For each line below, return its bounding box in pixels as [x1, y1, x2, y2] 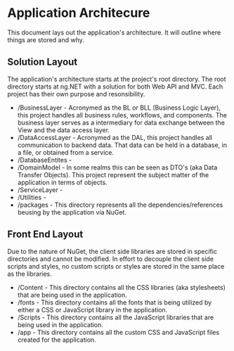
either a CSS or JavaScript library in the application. [17, 305, 168, 314]
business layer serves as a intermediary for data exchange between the [17, 118, 225, 127]
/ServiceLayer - [17, 185, 63, 194]
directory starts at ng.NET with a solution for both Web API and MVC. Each [7, 82, 223, 91]
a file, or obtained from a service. [17, 148, 115, 156]
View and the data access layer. [17, 125, 110, 134]
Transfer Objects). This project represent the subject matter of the [17, 170, 209, 179]
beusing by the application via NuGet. [17, 208, 126, 216]
